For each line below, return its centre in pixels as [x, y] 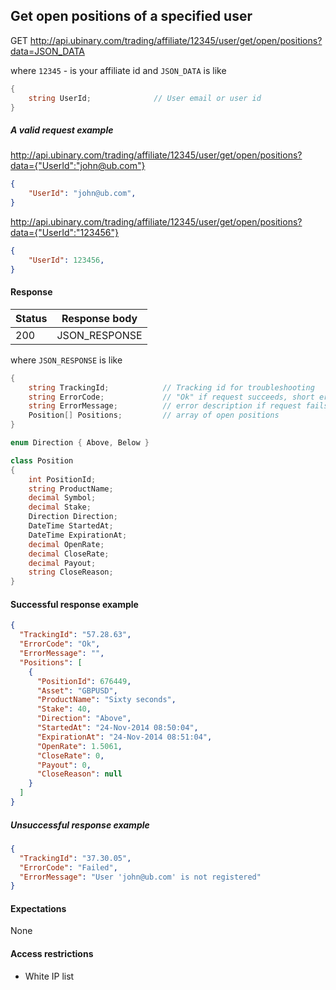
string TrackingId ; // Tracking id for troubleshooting [171, 387]
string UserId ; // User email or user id [145, 98]
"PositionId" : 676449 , [84, 681]
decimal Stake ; [60, 507]
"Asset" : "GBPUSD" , [77, 690]
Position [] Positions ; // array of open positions [154, 415]
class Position [42, 460]
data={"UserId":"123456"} [64, 233]
